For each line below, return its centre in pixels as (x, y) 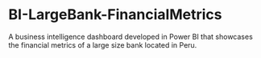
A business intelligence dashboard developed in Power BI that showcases (131, 37)
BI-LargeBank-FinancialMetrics (115, 15)
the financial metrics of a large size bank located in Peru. (103, 44)
